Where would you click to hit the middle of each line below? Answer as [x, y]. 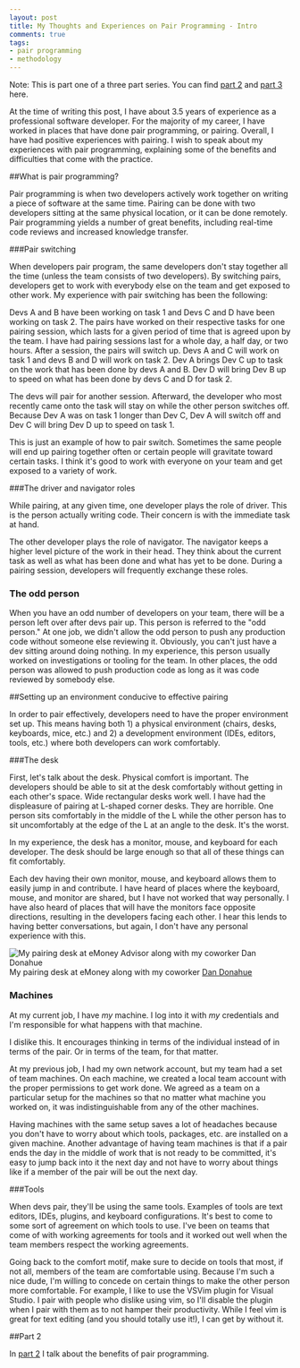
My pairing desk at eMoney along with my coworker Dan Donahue [131, 972]
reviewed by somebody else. [62, 680]
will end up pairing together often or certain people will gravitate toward [142, 452]
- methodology [36, 59]
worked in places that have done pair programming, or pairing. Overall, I [142, 130]
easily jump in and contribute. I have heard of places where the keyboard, [145, 888]
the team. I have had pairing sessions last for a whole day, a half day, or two [149, 341]
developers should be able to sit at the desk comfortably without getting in [146, 787]
